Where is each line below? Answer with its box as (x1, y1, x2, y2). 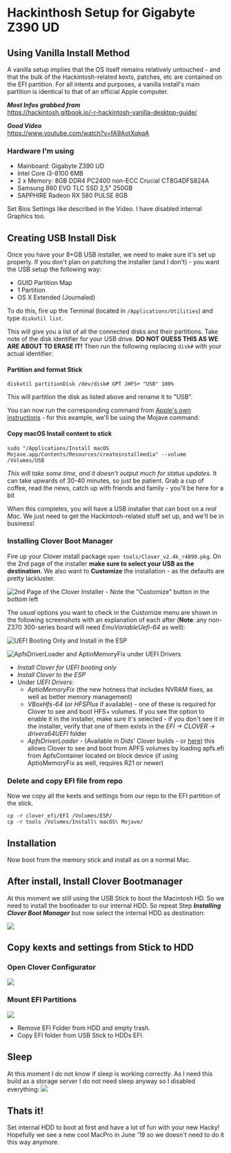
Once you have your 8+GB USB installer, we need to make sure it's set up (7, 250, 216, 259)
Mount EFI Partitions (7, 995, 77, 1004)
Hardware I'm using (7, 146, 74, 156)
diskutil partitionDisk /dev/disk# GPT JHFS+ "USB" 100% (7, 380, 174, 388)
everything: (7, 1085, 40, 1094)
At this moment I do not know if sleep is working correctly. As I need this (7, 1069, 213, 1078)
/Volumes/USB (7, 456, 45, 464)
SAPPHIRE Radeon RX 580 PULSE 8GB (17, 192, 128, 200)
